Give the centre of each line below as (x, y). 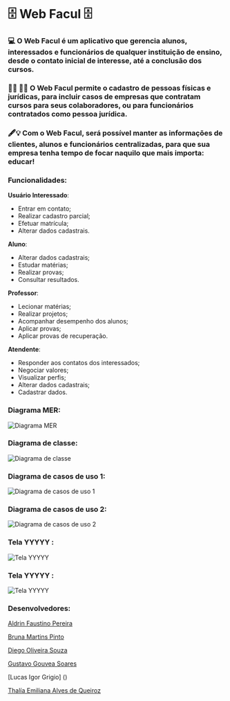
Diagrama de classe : (43, 443)
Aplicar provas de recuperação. (63, 336)
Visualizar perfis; (42, 378)
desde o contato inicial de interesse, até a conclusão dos (105, 61)
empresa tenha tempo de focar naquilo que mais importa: (106, 152)
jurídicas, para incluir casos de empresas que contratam (104, 97)
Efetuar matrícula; (43, 224)
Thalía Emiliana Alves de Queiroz (54, 691)
